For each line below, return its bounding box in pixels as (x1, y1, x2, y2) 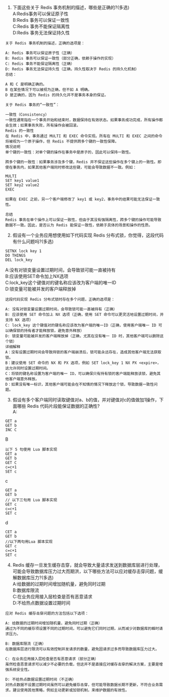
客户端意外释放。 (9, 377, 39, 382)
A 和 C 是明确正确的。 (5, 82, 47, 87)
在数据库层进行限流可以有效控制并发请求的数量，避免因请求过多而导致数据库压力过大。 (5, 646, 159, 652)
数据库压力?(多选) (17, 575, 54, 580)
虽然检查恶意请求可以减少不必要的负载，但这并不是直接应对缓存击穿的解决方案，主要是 (5, 662, 159, 667)
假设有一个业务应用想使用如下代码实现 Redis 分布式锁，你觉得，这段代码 (12, 232, 164, 238)
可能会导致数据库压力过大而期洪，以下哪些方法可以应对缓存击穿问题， (12, 568, 159, 574)
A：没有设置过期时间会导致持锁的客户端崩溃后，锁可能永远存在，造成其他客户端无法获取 (5, 350, 161, 355)
